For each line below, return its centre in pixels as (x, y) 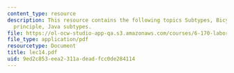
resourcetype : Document (42, 46)
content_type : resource (42, 14)
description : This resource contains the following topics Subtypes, (110, 20)
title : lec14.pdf (32, 53)
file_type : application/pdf (48, 40)
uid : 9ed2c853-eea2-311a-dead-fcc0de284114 (71, 59)
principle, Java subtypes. (53, 26)
